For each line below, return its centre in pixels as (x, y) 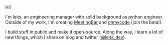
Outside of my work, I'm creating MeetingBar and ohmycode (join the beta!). (84, 22)
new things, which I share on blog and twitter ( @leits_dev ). (66, 37)
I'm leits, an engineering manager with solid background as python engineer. (84, 17)
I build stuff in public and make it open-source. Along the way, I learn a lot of (84, 32)
